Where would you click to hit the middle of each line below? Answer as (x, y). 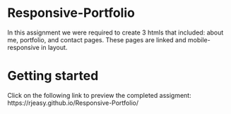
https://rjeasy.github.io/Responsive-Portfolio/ (73, 103)
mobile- (199, 39)
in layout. (54, 47)
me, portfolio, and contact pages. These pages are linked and (97, 39)
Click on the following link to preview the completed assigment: (100, 95)
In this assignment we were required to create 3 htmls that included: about (115, 32)
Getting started (53, 76)
